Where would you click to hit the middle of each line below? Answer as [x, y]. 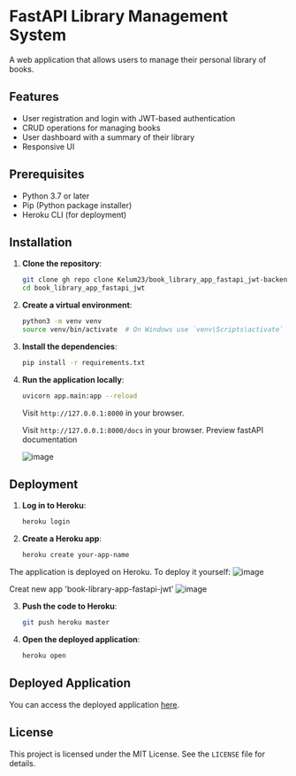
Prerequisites [47, 175]
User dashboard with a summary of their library [108, 137]
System [38, 35]
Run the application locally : [73, 379]
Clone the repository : [62, 264]
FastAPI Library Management [118, 16]
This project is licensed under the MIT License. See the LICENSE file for [137, 754]
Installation [41, 242]
